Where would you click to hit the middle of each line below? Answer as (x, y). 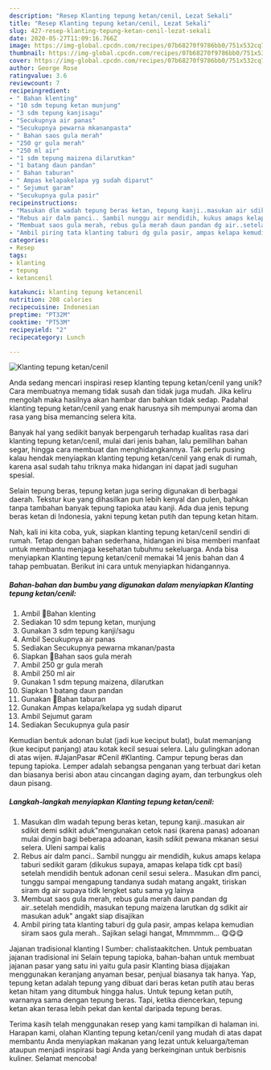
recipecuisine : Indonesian (54, 308)
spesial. (22, 475)
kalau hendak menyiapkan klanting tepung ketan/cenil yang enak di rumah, (133, 458)
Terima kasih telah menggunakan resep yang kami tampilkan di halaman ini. (134, 1024)
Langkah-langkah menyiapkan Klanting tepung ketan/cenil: (112, 801)
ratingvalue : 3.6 (38, 76)
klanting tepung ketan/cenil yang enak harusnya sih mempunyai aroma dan (133, 408)
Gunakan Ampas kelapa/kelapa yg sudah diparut (101, 708)
